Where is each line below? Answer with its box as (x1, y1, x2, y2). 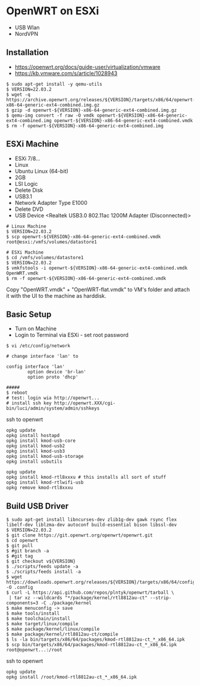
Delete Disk (14, 186, 43, 194)
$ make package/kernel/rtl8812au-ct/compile (6, 631, 118, 638)
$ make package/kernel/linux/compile (6, 626, 100, 632)
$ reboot (6, 390, 28, 396)
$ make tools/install (6, 610, 60, 617)
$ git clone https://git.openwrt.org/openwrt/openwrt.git (6, 532, 153, 538)
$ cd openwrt (6, 538, 39, 544)
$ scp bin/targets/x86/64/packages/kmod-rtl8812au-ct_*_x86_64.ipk (6, 642, 177, 648)
